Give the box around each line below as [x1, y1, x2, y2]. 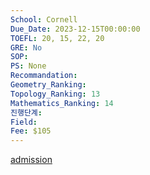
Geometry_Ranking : [10, 80, 87, 90]
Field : [10, 117, 38, 127]
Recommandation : [10, 71, 78, 81]
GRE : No [10, 42, 43, 53]
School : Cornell [10, 14, 78, 25]
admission [10, 154, 53, 166]
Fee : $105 [10, 126, 52, 136]
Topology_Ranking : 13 [10, 89, 101, 99]
